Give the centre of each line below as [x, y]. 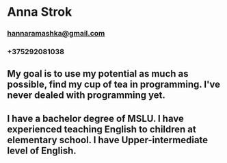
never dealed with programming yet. [86, 96]
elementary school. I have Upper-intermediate [108, 140]
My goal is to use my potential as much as [98, 74]
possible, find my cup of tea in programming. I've [114, 85]
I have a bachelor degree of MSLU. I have [96, 118]
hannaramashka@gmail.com [56, 34]
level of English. [42, 150]
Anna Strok [40, 12]
